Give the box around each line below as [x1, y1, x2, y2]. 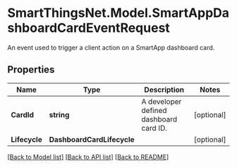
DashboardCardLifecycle [49, 134, 135, 144]
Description [144, 85, 185, 95]
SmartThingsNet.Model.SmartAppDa [7, 5, 230, 21]
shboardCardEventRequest [7, 20, 171, 36]
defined [141, 105, 167, 115]
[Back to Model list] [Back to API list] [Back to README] [7, 152, 169, 161]
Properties [7, 64, 55, 76]
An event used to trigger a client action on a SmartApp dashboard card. [7, 43, 215, 52]
